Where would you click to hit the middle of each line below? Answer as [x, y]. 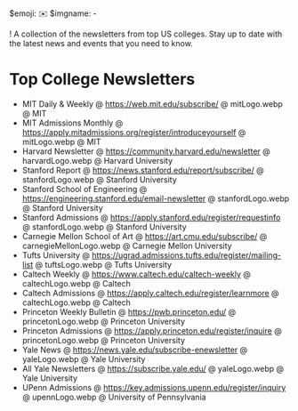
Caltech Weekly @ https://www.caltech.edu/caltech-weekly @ [137, 274]
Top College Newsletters [102, 80]
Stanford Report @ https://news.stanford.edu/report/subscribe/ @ [143, 170]
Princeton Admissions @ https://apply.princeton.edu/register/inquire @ [152, 330]
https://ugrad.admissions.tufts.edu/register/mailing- [187, 255]
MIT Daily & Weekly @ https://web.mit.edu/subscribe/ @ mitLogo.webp [152, 104]
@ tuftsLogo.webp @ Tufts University [103, 264]
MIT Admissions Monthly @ [72, 123]
